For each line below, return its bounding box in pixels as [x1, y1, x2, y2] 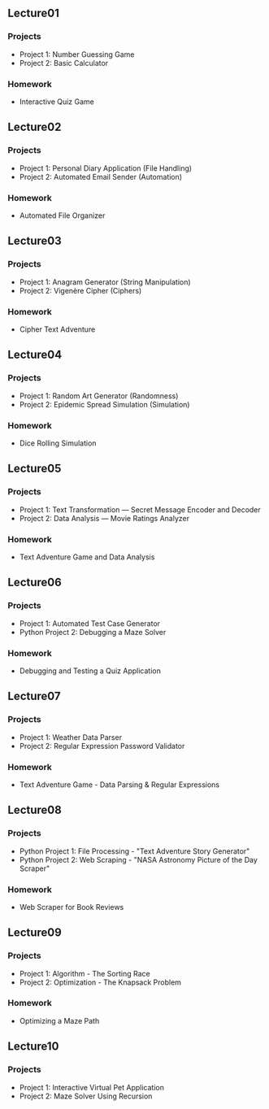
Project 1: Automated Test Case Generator [19, 618, 160, 628]
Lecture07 [7, 689, 62, 703]
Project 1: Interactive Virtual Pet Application [19, 1082, 164, 1092]
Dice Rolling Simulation [19, 438, 97, 448]
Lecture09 [7, 926, 62, 940]
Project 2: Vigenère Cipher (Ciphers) [19, 285, 142, 295]
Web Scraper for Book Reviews [19, 902, 124, 911]
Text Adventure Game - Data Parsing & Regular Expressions [19, 780, 220, 789]
